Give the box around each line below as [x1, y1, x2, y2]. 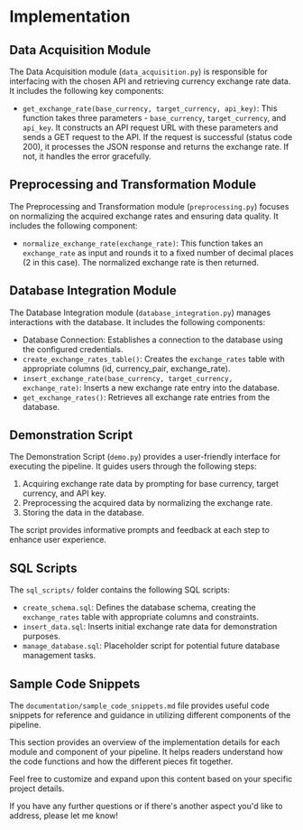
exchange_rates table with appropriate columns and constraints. [22, 611, 260, 622]
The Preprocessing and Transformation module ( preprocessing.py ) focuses [9, 201, 289, 211]
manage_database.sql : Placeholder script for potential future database [22, 640, 280, 651]
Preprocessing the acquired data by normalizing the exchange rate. [22, 498, 273, 508]
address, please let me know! [9, 810, 119, 821]
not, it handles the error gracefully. [22, 151, 151, 162]
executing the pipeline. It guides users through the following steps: [9, 461, 257, 471]
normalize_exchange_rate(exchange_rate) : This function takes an [22, 238, 263, 248]
